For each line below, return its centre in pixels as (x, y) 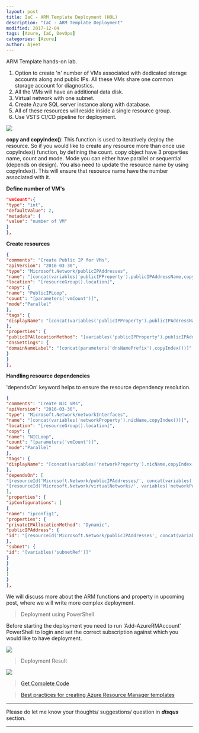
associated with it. (28, 177)
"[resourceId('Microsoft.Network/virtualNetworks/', (73, 486)
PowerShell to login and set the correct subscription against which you (92, 632)
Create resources (28, 244)
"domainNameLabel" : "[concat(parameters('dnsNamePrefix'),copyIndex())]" (99, 348)
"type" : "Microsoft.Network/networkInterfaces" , (67, 415)
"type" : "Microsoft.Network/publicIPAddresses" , (67, 271)
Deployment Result (44, 661)
